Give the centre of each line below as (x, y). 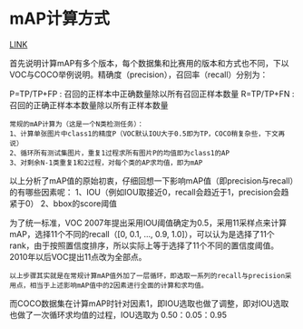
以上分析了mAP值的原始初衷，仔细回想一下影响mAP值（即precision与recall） (152, 180)
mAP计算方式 (60, 19)
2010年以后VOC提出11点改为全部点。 (78, 256)
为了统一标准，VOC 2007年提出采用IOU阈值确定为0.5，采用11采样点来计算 (148, 223)
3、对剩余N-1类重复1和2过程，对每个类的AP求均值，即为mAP (106, 163)
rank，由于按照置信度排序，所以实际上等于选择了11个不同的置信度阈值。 (144, 245)
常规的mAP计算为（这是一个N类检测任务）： (77, 124)
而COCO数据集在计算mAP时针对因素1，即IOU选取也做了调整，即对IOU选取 (149, 303)
